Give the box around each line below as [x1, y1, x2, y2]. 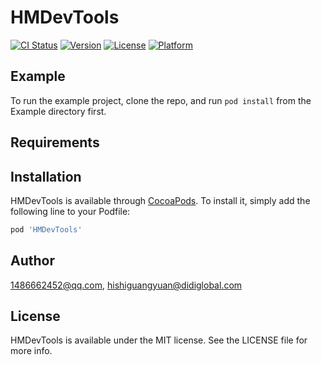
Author [10, 252, 55, 270]
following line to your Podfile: [10, 205, 131, 217]
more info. [10, 345, 53, 357]
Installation [10, 168, 82, 185]
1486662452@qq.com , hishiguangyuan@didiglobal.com [10, 279, 243, 291]
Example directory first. [10, 105, 107, 117]
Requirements [10, 134, 100, 151]
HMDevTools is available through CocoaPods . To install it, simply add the [10, 194, 311, 206]
